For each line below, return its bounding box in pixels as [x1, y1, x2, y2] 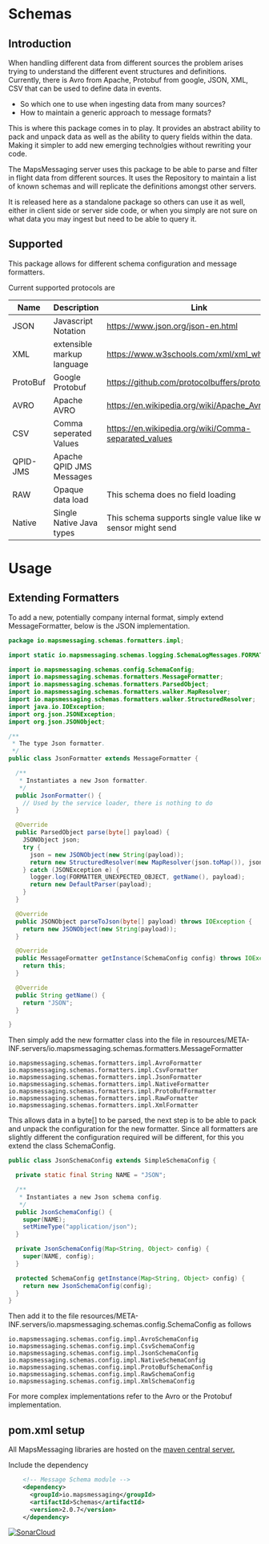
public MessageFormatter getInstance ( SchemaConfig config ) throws [15, 955, 242, 963]
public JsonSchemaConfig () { [15, 1208, 113, 1216]
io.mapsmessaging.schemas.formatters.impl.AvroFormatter [8, 1059, 203, 1068]
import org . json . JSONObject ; [8, 718, 106, 726]
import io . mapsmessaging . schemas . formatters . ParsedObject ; [8, 680, 210, 689]
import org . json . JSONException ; [8, 710, 116, 719]
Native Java [53, 517, 98, 528]
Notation [53, 325, 86, 336]
